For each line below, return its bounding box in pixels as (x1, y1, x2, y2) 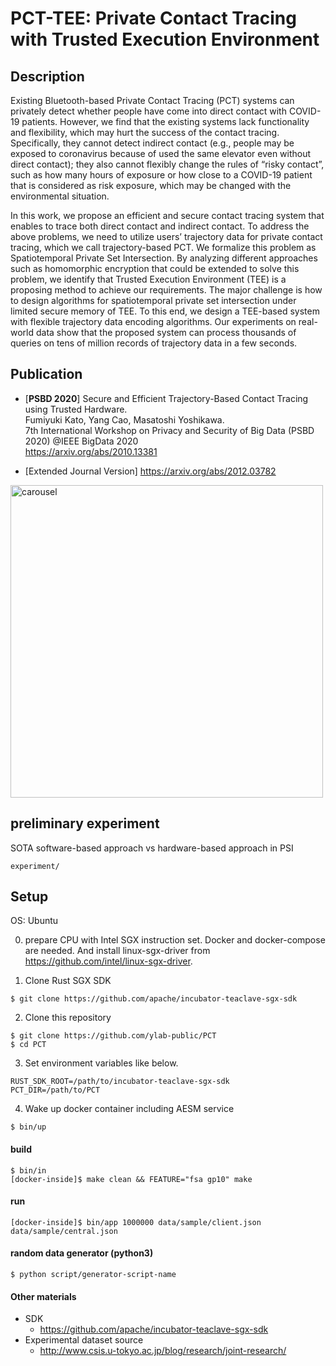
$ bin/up (10, 1122, 47, 1132)
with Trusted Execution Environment (10, 28, 320, 51)
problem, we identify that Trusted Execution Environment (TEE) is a (10, 273, 287, 285)
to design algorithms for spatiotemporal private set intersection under (10, 295, 297, 306)
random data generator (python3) (10, 1247, 154, 1259)
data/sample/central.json (10, 1226, 118, 1236)
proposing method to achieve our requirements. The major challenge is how (10, 284, 323, 296)
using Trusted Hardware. (24, 403, 128, 415)
